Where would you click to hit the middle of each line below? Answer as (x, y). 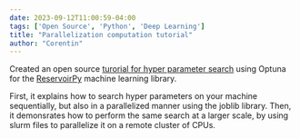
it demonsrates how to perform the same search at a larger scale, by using (149, 115)
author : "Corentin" (46, 43)
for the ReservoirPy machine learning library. (93, 79)
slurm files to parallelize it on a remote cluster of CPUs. (113, 125)
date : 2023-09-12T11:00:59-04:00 (73, 18)
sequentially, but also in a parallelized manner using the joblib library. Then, (150, 106)
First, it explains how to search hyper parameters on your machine (133, 96)
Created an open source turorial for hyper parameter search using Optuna (148, 69)
